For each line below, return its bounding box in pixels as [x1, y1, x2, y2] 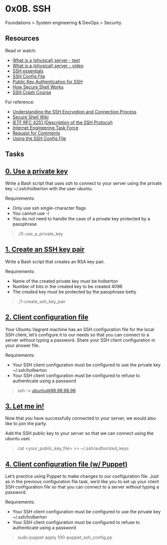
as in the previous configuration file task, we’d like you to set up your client [5, 479, 159, 485]
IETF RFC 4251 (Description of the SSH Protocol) [12, 119, 113, 125]
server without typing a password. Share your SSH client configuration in [5, 337, 155, 343]
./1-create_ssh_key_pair [17, 298, 66, 304]
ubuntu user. [5, 436, 31, 442]
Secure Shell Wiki [12, 114, 49, 120]
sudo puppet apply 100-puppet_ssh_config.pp [17, 534, 112, 540]
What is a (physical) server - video [12, 62, 84, 68]
